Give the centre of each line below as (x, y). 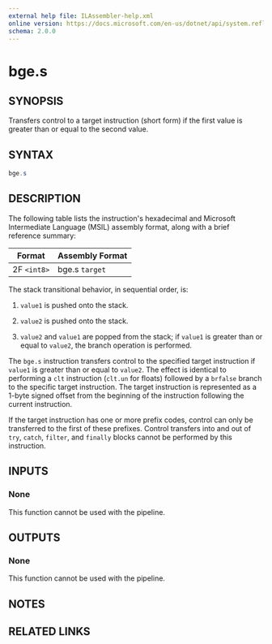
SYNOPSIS (36, 101)
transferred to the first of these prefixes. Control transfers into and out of (130, 428)
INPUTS (28, 471)
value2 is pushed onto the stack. (74, 321)
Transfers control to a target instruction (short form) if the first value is (125, 121)
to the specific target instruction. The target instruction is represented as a (133, 387)
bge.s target (82, 269)
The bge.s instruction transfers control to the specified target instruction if (132, 361)
